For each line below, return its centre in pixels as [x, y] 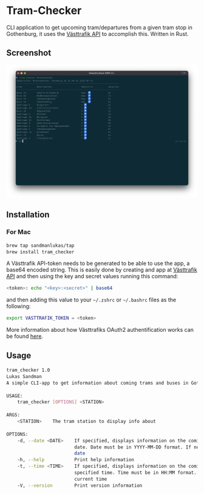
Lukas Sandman [24, 376]
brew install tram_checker [40, 252]
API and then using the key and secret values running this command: [92, 276]
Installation [28, 215]
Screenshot [29, 53]
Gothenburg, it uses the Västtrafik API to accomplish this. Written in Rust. [98, 33]
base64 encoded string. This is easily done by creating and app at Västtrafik [102, 270]
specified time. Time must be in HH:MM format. [135, 473]
